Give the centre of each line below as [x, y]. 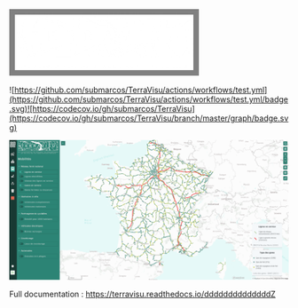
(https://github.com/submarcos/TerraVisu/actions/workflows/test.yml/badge [149, 99]
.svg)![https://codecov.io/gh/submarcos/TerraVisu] [102, 109]
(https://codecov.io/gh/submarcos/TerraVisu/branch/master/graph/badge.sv [149, 118]
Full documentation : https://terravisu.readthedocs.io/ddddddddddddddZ [143, 294]
